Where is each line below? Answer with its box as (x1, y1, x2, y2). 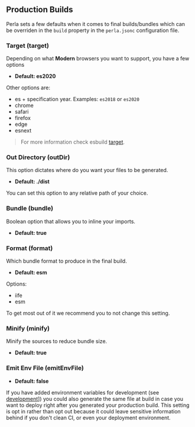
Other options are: (6, 84, 50, 91)
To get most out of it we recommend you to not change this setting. (6, 310, 170, 316)
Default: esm (14, 269, 47, 276)
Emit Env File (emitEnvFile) (6, 364, 84, 372)
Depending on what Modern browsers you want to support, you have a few (6, 55, 190, 62)
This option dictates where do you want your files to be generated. (6, 167, 168, 174)
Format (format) (6, 244, 53, 252)
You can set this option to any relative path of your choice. (6, 189, 148, 197)
